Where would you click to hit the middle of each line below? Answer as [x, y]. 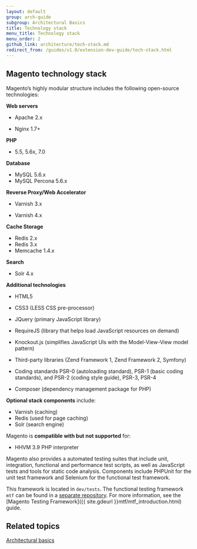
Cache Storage [25, 226]
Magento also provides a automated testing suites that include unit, [87, 459]
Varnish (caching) [36, 411]
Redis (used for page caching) [51, 418]
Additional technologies [36, 285]
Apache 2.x [29, 117]
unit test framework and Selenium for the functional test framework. [88, 477]
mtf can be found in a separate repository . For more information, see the [94, 495]
